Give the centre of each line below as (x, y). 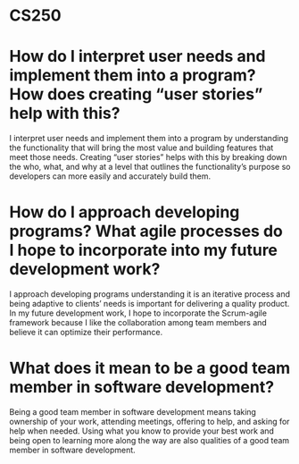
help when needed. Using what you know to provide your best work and (142, 431)
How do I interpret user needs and (137, 57)
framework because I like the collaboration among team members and (138, 323)
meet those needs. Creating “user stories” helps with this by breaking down (148, 157)
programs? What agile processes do (146, 231)
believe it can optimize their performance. (86, 333)
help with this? (65, 114)
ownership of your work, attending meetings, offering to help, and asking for (149, 422)
